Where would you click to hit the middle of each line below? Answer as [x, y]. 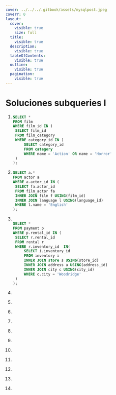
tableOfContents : [28, 56]
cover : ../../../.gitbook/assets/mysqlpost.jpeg [56, 10]
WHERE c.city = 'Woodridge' [53, 274]
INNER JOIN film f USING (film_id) [50, 196]
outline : [19, 65]
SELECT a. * [24, 173]
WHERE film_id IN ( [33, 126]
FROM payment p [28, 228]
